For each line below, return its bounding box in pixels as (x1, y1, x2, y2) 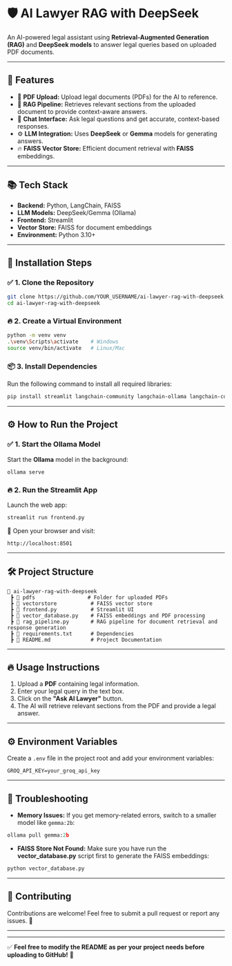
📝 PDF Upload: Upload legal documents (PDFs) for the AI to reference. (17, 93, 218, 101)
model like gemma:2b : (17, 819, 75, 827)
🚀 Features (7, 74, 55, 86)
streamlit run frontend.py (7, 514, 85, 521)
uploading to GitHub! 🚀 (7, 950, 74, 958)
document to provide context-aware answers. (17, 107, 148, 115)
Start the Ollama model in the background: (7, 455, 129, 463)
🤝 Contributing (7, 891, 72, 902)
